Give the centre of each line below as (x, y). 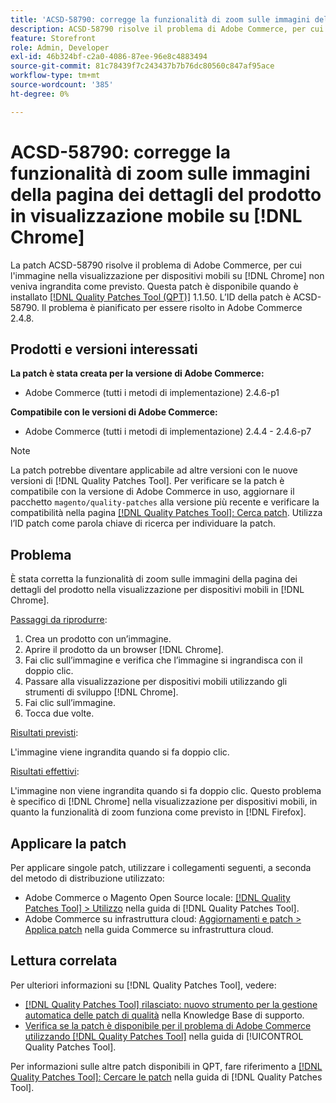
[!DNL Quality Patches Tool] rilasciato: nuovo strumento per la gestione (171, 1004)
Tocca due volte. (59, 713)
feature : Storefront (53, 38)
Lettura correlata (64, 961)
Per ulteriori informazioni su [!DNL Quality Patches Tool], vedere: (143, 985)
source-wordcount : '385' (62, 85)
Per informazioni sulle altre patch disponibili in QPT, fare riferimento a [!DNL (166, 1066)
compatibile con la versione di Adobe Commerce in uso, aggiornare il (152, 492)
